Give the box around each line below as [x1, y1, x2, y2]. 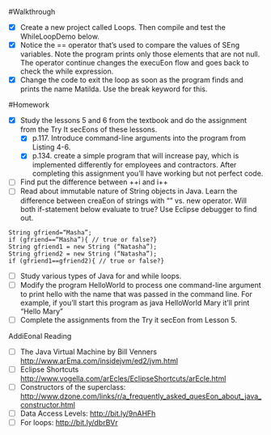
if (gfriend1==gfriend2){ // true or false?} [8, 256, 164, 265]
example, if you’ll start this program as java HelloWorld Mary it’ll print [19, 298, 250, 307]
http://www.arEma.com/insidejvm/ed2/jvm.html [19, 356, 179, 365]
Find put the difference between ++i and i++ [19, 177, 168, 187]
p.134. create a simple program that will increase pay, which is [32, 151, 239, 161]
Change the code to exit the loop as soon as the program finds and [19, 75, 244, 85]
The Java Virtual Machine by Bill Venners [19, 347, 158, 357]
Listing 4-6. [32, 142, 71, 152]
